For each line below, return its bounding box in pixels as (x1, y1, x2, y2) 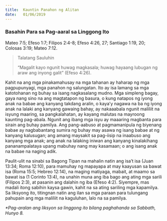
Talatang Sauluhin (17, 54, 54, 60)
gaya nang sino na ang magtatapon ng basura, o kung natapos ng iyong (5, 95, 153, 101)
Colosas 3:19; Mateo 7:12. (5, 45, 58, 51)
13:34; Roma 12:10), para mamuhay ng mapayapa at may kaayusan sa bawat (5, 163, 162, 169)
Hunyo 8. (5, 210, 24, 216)
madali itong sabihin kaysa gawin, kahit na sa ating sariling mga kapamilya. (5, 184, 159, 190)
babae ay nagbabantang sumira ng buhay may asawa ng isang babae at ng (5, 127, 160, 133)
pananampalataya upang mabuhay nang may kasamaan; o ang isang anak (5, 143, 158, 149)
